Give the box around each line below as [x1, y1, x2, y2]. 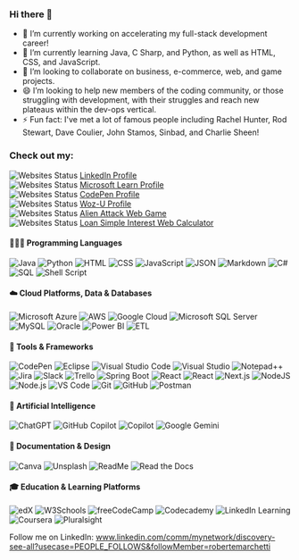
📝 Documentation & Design [9, 441, 112, 451]
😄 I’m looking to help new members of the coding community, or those [21, 85, 284, 96]
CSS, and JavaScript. [21, 57, 101, 68]
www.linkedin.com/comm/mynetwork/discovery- [96, 531, 276, 542]
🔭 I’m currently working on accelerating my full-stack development [21, 29, 268, 39]
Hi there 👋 [9, 8, 54, 21]
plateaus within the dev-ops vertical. [21, 104, 157, 115]
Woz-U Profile [79, 198, 132, 209]
